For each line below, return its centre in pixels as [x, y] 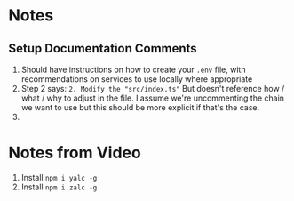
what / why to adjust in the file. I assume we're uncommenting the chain [153, 98]
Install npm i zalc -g [59, 187]
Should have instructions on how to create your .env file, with [133, 69]
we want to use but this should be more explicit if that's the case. [140, 107]
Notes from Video [75, 153]
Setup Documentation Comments [103, 48]
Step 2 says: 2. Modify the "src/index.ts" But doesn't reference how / [153, 88]
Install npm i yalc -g [59, 177]
